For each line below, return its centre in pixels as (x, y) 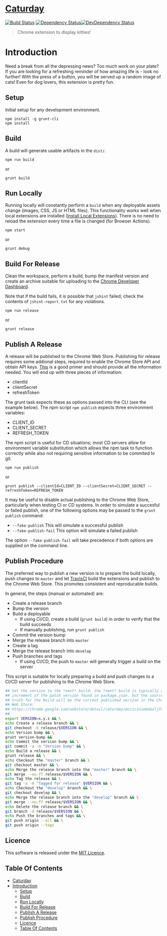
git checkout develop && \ (33, 793)
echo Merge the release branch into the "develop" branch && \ (72, 797)
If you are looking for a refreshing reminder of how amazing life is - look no (82, 71)
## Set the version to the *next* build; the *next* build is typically (82, 691)
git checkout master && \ (32, 765)
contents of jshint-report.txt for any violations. (55, 302)
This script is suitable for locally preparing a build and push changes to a (80, 676)
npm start (15, 230)
